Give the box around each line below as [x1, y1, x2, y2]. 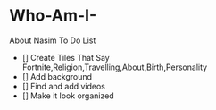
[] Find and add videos [21, 80, 105, 91]
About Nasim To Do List [9, 35, 96, 46]
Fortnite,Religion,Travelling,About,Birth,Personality [21, 62, 208, 72]
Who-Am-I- [9, 5, 97, 26]
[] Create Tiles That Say [21, 52, 110, 63]
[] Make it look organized [21, 90, 114, 101]
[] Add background [21, 71, 92, 81]
